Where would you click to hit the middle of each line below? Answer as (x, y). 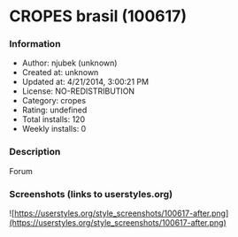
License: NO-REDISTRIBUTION (78, 91)
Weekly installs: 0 (54, 129)
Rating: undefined (54, 110)
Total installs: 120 (54, 119)
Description (35, 152)
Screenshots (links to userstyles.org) (91, 194)
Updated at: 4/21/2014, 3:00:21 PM (85, 82)
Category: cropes (54, 101)
